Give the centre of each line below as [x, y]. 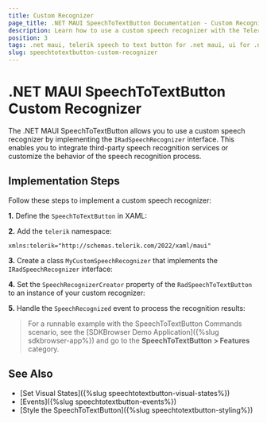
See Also [31, 374]
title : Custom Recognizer [51, 16]
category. [43, 349]
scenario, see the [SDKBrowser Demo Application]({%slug [124, 332]
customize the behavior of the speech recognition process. [105, 156]
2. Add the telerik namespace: [60, 231]
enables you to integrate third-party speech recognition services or [118, 147]
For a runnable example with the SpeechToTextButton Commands [135, 324]
